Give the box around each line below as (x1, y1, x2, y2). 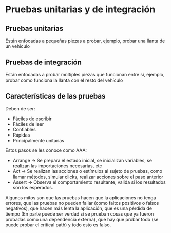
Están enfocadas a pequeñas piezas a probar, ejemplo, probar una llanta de (5, 37, 165, 44)
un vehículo (5, 43, 30, 49)
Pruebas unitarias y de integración (5, 4, 156, 15)
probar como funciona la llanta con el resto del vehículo (5, 77, 123, 83)
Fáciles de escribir (12, 115, 52, 122)
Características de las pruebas (5, 92, 106, 101)
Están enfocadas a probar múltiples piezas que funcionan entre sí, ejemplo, (5, 71, 165, 77)
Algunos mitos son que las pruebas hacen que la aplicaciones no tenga (5, 194, 156, 201)
